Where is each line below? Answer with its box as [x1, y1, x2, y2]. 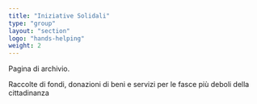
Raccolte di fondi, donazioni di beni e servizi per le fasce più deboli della [8, 80, 250, 89]
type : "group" [8, 19, 57, 27]
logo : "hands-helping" [8, 34, 85, 43]
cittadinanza [8, 88, 50, 98]
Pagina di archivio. [8, 64, 70, 73]
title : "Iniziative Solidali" [8, 11, 111, 20]
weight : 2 [8, 42, 42, 50]
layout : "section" [8, 27, 70, 35]
